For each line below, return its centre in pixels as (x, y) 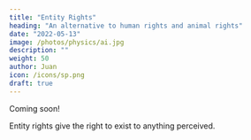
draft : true (31, 83)
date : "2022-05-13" (45, 34)
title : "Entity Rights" (53, 17)
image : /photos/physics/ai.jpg (67, 42)
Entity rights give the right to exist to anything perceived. (112, 126)
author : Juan (33, 67)
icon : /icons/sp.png (47, 75)
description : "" (39, 51)
